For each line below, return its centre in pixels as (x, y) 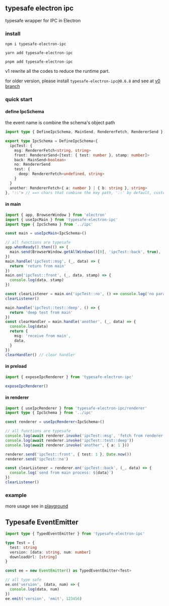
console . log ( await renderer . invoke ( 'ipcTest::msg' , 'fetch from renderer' (85, 436)
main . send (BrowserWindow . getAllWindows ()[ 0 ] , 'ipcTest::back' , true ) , (85, 252)
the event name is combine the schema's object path (60, 123)
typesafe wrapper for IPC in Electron (43, 20)
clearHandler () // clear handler (40, 355)
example (16, 495)
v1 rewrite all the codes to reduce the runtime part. (57, 71)
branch (13, 86)
